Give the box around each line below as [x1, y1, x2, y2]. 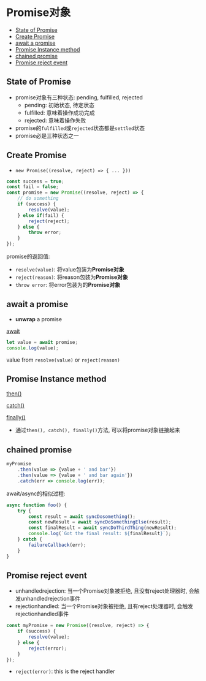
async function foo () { [6, 502, 67, 508]
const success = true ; [6, 178, 64, 185]
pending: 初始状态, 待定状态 [24, 101, 95, 108]
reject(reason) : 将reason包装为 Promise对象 [15, 273, 129, 281]
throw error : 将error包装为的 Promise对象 [15, 281, 121, 289]
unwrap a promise [15, 315, 63, 322]
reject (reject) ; [28, 218, 70, 224]
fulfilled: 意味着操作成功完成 [24, 108, 95, 116]
